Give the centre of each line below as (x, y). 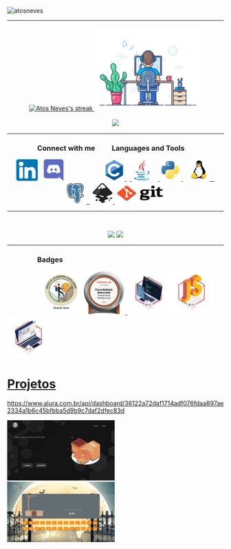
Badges (50, 260)
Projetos (32, 384)
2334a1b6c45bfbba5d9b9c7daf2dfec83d (66, 411)
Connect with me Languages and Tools (111, 148)
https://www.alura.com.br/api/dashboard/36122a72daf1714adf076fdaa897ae (115, 403)
